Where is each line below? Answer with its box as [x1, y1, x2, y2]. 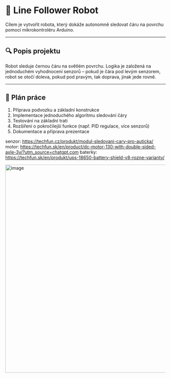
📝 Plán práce [5, 93, 46, 102]
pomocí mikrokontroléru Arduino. [5, 26, 75, 33]
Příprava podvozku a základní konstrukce [12, 107, 100, 113]
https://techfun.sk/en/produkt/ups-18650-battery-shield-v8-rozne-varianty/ [5, 154, 165, 161]
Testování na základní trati [12, 117, 68, 123]
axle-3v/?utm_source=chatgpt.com [5, 149, 79, 155]
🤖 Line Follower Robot [5, 5, 99, 16]
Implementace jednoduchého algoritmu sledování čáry [12, 112, 127, 118]
